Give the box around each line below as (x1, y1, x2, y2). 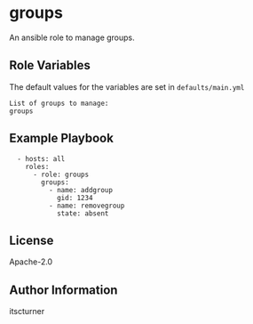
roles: (25, 162, 50, 171)
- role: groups (32, 170, 90, 179)
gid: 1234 (56, 193, 93, 202)
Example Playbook (9, 131, 114, 146)
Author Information (9, 282, 118, 297)
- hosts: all (17, 154, 66, 163)
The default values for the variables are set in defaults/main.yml (9, 81, 245, 92)
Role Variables (9, 58, 91, 73)
